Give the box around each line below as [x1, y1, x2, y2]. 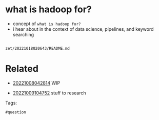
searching [12, 31, 34, 37]
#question [5, 109, 27, 115]
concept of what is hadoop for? [12, 21, 81, 27]
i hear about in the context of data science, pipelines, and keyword [12, 26, 154, 32]
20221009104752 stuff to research [12, 90, 86, 96]
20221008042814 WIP [12, 79, 61, 86]
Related [5, 63, 38, 75]
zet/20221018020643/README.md [5, 46, 70, 51]
